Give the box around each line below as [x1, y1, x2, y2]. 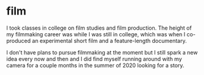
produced [6, 37, 31, 44]
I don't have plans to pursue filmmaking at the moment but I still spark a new [6, 48, 198, 56]
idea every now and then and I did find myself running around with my [6, 55, 183, 62]
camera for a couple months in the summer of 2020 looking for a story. [6, 62, 185, 69]
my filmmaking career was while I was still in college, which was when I [6, 30, 186, 37]
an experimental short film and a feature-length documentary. [32, 37, 187, 44]
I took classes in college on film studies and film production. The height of [6, 24, 192, 31]
